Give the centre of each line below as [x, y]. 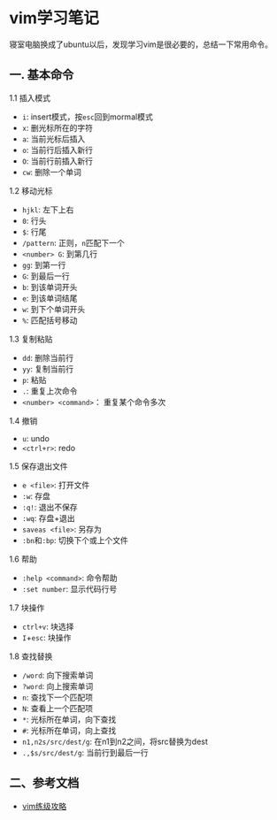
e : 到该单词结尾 [50, 298]
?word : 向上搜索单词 [58, 686]
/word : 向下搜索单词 [58, 675]
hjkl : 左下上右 [48, 210]
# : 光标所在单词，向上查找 [69, 730]
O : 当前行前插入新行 [57, 161]
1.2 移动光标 [31, 190]
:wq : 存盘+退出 [48, 517]
